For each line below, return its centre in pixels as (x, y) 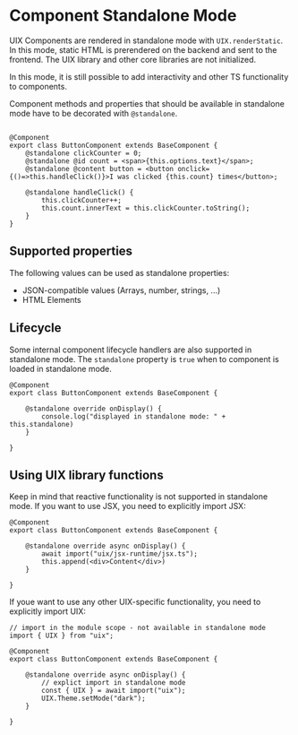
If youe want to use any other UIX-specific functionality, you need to (135, 602)
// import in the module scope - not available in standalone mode (138, 628)
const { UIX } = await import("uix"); (114, 691)
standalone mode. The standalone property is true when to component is (144, 359)
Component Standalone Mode (123, 16)
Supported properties (71, 251)
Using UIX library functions (86, 475)
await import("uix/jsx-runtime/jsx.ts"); (120, 554)
